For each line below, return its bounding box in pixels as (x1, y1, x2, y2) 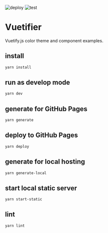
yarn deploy (5, 144, 29, 149)
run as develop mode (5, 78, 71, 87)
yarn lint (5, 223, 25, 228)
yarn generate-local (5, 171, 47, 175)
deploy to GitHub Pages (5, 131, 78, 139)
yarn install (5, 65, 32, 70)
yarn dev (5, 91, 23, 96)
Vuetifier (5, 22, 42, 33)
